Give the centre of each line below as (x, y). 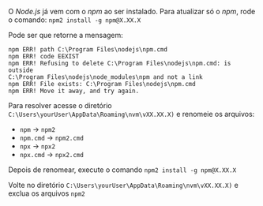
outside (21, 70)
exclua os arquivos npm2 (47, 193)
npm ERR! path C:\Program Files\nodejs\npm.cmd (88, 50)
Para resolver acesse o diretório (60, 105)
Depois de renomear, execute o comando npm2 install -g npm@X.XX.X (122, 170)
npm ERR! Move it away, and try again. (74, 91)
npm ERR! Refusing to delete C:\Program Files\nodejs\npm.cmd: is (120, 63)
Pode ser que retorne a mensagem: (66, 35)
